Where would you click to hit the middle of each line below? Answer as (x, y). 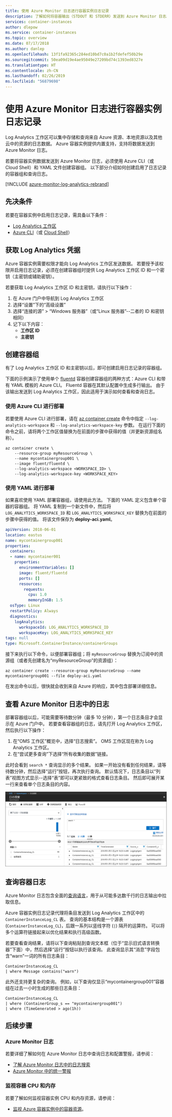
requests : (34, 589)
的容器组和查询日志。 (28, 174)
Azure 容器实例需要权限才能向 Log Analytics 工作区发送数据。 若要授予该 (82, 263)
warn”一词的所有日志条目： (41, 956)
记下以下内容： (28, 324)
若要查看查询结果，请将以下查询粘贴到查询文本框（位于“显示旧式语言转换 (83, 943)
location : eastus (24, 535)
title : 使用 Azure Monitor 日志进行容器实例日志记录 (57, 11)
